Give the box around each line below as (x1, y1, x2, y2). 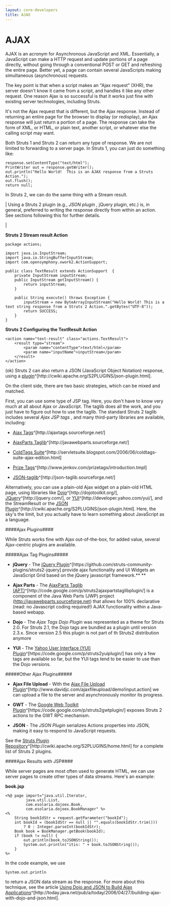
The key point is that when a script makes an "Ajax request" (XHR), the (5, 82, 153, 89)
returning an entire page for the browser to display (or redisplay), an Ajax (5, 114, 158, 120)
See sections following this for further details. (5, 212, 100, 219)
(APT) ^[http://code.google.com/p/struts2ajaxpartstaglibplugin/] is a (12, 588, 154, 594)
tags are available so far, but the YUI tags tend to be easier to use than (12, 656, 160, 662)
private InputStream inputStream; (14, 273, 87, 278)
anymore (12, 635, 31, 641)
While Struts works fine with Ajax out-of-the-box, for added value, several (5, 536, 160, 542)
